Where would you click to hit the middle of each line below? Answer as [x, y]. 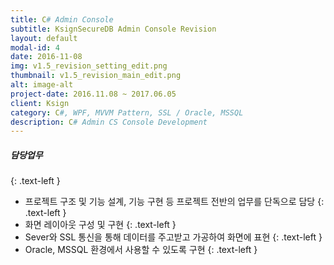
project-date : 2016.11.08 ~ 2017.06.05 [93, 94]
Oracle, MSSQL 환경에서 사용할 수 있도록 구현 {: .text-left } [141, 250]
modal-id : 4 [35, 47]
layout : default [44, 38]
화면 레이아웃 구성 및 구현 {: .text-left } [100, 225]
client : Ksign [40, 103]
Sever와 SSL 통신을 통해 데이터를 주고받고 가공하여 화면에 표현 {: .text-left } [173, 237]
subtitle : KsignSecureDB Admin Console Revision [113, 29]
